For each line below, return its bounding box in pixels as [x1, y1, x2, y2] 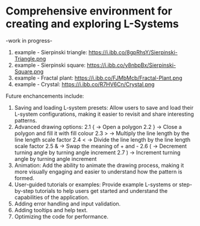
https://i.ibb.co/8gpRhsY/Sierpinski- [89, 48, 178, 55]
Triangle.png [14, 55, 46, 62]
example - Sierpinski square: [14, 61, 86, 69]
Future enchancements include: [5, 92, 84, 99]
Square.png [14, 67, 44, 75]
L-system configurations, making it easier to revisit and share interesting [14, 110, 194, 118]
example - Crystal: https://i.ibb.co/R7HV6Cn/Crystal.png [14, 80, 155, 88]
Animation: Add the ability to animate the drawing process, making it [14, 162, 184, 169]
